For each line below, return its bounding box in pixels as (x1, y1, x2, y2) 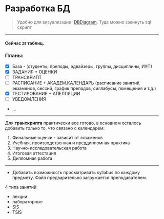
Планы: (5, 52, 24, 59)
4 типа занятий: (5, 184, 38, 190)
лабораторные (12, 199, 43, 205)
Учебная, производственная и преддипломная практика (12, 140, 130, 146)
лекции (12, 194, 28, 199)
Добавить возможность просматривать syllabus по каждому (12, 170, 140, 175)
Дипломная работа (12, 155, 53, 161)
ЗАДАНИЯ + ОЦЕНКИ (12, 69, 57, 75)
